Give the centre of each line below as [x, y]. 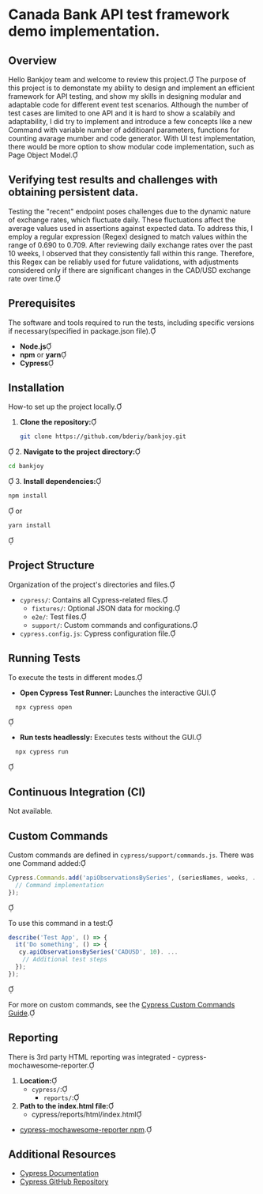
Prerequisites [42, 303]
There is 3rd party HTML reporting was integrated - [92, 1056]
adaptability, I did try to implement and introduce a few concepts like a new [130, 121]
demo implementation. [84, 31]
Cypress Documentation [59, 1173]
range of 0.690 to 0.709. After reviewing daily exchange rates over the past [130, 245]
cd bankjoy [26, 467]
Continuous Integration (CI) [77, 792]
